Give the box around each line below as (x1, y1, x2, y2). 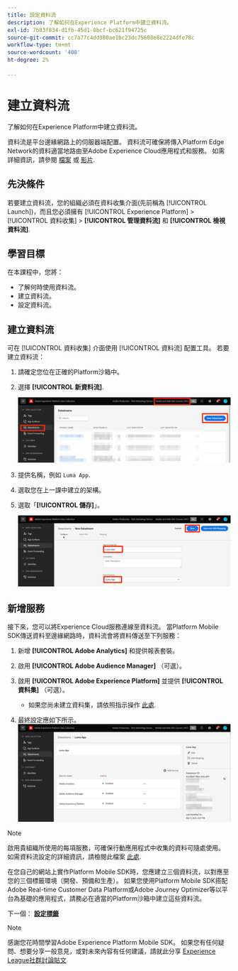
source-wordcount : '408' (7, 49, 81, 56)
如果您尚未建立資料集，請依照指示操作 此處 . (28, 700, 157, 710)
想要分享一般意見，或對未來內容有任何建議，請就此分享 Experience (19, 947, 216, 955)
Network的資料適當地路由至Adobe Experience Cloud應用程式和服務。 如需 (7, 146, 225, 155)
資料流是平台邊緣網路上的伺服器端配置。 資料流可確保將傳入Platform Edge (7, 137, 225, 146)
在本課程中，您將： (7, 268, 64, 276)
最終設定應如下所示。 (17, 716, 80, 725)
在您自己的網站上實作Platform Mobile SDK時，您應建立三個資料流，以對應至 (7, 867, 229, 876)
